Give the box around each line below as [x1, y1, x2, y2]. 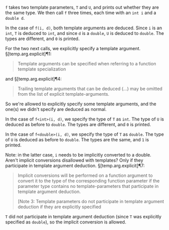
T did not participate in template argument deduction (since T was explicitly [5, 214, 162, 219]
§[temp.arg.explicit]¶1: [5, 51, 52, 57]
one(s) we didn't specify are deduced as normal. [5, 106, 107, 112]
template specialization [17, 66, 66, 72]
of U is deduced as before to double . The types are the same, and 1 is [5, 137, 149, 142]
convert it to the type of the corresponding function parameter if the [17, 178, 160, 184]
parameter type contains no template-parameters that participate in [17, 183, 159, 189]
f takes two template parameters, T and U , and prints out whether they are [5, 5, 159, 10]
